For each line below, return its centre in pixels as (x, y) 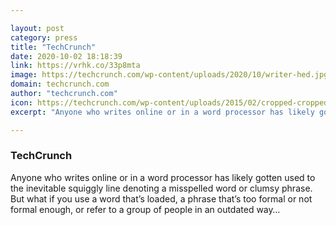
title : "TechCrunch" (53, 47)
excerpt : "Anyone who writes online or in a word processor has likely (162, 112)
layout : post (37, 28)
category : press (44, 37)
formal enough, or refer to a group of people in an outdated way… (145, 209)
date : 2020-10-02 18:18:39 (66, 56)
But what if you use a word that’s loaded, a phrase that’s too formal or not (161, 198)
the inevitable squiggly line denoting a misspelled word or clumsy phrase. (161, 188)
